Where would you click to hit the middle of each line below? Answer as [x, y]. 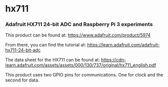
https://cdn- [113, 60]
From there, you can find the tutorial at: [46, 45]
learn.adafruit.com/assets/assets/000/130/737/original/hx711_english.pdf [81, 65]
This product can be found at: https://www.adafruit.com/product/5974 [78, 35]
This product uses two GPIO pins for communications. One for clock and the [84, 75]
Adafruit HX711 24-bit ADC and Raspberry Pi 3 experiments [79, 24]
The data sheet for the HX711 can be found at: [53, 60]
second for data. [22, 80]
